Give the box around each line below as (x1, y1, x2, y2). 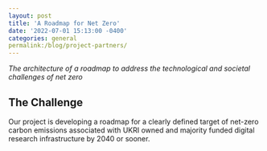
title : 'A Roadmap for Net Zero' (8, 19, 121, 27)
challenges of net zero (8, 72, 83, 82)
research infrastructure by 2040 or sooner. (8, 133, 150, 143)
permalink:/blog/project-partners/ (8, 42, 128, 50)
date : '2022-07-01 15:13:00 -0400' (8, 27, 128, 35)
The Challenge (8, 96, 84, 109)
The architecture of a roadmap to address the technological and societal (8, 63, 251, 73)
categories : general (8, 34, 78, 43)
